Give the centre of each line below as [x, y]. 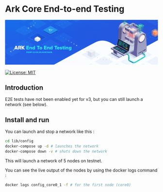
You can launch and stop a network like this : [50, 132]
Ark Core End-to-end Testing [65, 9]
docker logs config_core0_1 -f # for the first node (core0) [68, 185]
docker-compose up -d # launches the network [52, 146]
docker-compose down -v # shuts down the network [56, 151]
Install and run [27, 120]
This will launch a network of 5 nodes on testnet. [54, 161]
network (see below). [26, 105]
